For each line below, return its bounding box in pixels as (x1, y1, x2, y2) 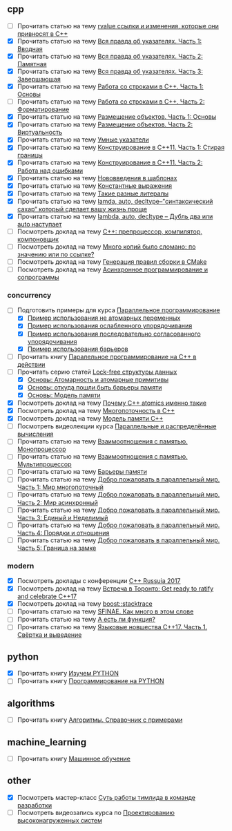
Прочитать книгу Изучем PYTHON (17, 669, 119, 678)
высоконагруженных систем (17, 816, 102, 825)
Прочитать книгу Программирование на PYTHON (17, 677, 164, 685)
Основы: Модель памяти (27, 391, 101, 399)
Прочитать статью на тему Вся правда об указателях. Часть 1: (17, 37, 202, 45)
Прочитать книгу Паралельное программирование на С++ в (17, 352, 197, 361)
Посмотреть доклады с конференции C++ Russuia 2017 (17, 577, 181, 585)
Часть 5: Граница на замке (17, 544, 97, 552)
